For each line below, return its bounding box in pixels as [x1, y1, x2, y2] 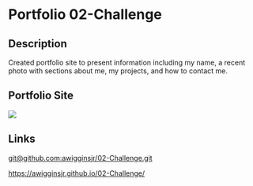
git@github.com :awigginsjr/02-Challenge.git [8, 153, 153, 162]
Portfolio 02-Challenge [8, 6, 162, 24]
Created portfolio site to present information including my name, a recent [8, 58, 246, 67]
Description [8, 37, 67, 50]
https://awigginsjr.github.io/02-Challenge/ [8, 168, 145, 178]
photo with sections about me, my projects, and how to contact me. [8, 66, 228, 76]
